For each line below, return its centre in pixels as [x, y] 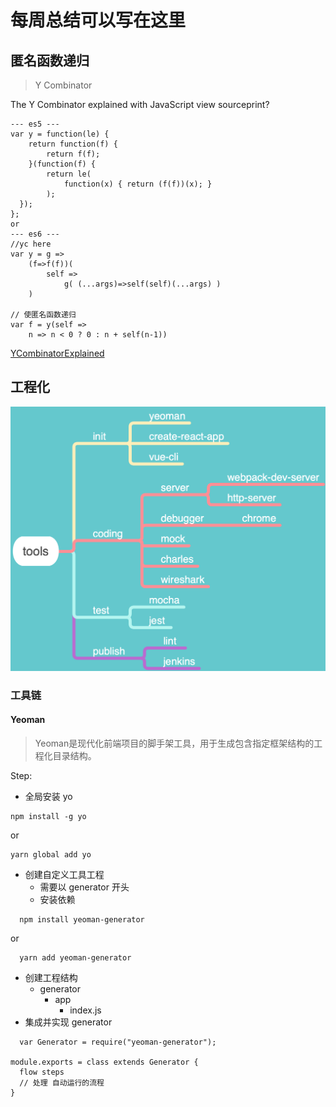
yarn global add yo [51, 854]
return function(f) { [73, 144]
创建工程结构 [51, 977]
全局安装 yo [48, 796]
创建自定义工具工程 [64, 874]
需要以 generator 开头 [84, 887]
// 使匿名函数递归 [43, 315]
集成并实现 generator [68, 1022]
